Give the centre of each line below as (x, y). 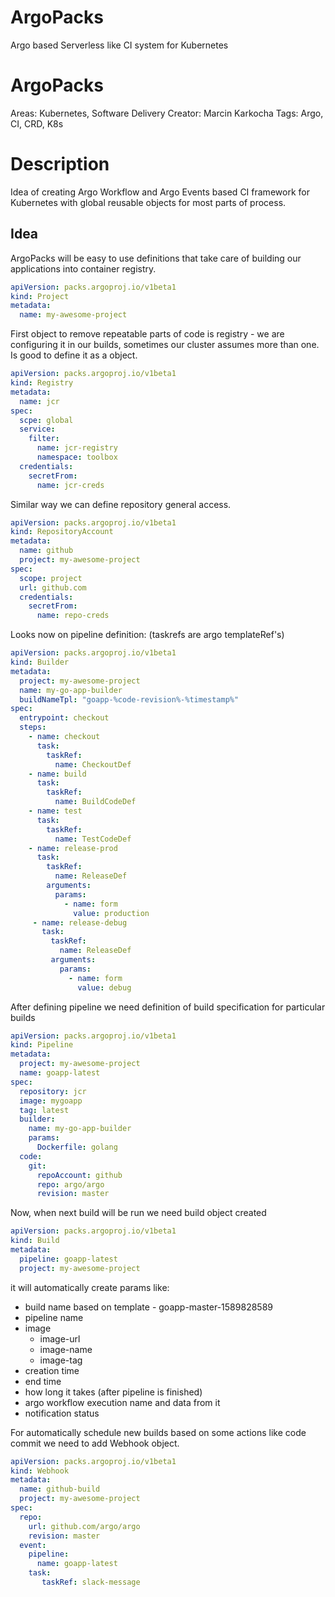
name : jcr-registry (77, 448)
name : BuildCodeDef (95, 802)
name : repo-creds (73, 616)
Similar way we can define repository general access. (121, 504)
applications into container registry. (83, 268)
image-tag (61, 1360)
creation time (52, 1370)
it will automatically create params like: (90, 1287)
